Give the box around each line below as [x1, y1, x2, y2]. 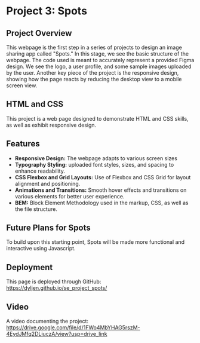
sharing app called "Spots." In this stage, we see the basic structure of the [6, 50, 189, 57]
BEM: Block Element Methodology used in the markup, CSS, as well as [14, 199, 189, 206]
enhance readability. [14, 167, 66, 174]
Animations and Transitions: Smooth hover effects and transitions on [14, 186, 187, 194]
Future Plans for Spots [6, 223, 91, 233]
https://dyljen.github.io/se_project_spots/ [6, 284, 107, 292]
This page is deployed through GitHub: [6, 278, 101, 285]
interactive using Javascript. [6, 245, 76, 252]
